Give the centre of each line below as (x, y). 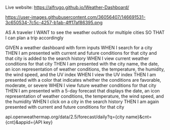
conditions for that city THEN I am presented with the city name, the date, (82, 64)
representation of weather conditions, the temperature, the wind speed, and (84, 96)
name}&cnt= (139, 117)
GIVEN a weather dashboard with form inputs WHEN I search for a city (79, 47)
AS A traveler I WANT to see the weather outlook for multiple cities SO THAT (85, 32)
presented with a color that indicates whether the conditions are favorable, (83, 80)
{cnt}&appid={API (24, 122)
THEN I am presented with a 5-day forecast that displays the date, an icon (82, 91)
